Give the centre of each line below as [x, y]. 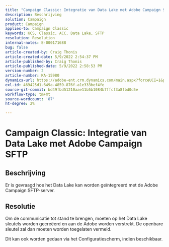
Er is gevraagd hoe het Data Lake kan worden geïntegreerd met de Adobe [82, 185]
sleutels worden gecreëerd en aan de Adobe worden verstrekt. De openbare [84, 224]
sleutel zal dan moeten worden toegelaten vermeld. [58, 229]
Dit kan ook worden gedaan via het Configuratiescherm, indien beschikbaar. [84, 239]
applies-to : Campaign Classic [37, 29]
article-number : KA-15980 [32, 76]
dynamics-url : [20, 80]
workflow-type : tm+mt [28, 94]
